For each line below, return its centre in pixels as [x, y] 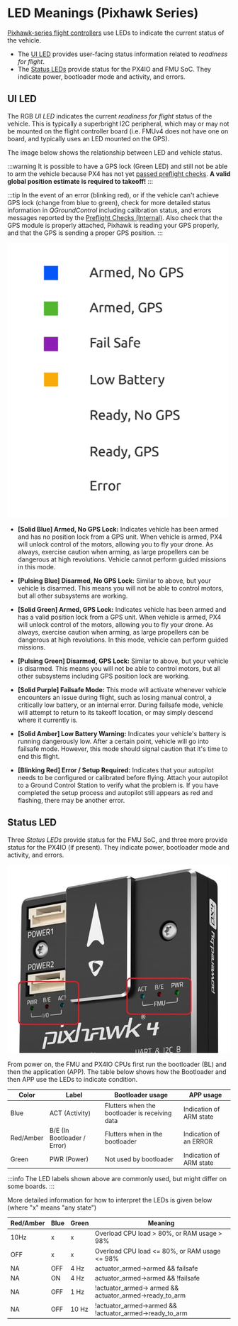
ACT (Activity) [70, 1113]
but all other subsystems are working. [73, 596]
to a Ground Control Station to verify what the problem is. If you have [118, 785]
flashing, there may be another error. [71, 800]
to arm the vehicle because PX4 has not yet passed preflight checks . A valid [119, 174]
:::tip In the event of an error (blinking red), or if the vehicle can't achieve [113, 195]
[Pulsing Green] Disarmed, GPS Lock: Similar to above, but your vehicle [123, 661]
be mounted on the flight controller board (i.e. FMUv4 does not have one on [118, 131]
